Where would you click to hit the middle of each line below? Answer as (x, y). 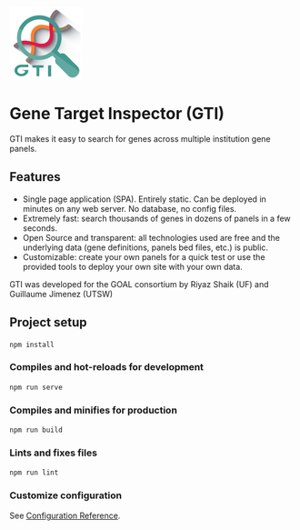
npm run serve (36, 387)
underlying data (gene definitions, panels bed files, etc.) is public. (145, 247)
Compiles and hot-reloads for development (107, 367)
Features (35, 177)
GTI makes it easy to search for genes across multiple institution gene (140, 138)
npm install (32, 345)
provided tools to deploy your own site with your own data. (132, 266)
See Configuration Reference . (65, 515)
